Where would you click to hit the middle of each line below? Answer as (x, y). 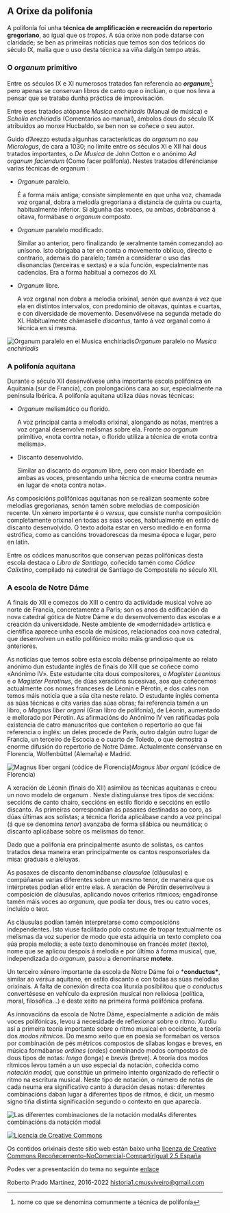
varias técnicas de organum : (48, 168)
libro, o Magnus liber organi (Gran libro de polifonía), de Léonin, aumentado (114, 710)
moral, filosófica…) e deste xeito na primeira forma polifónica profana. (105, 1001)
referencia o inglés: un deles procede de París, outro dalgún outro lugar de (112, 732)
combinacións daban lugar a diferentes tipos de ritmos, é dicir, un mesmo (111, 1095)
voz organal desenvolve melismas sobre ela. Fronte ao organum (107, 429)
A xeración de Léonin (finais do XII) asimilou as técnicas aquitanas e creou (112, 788)
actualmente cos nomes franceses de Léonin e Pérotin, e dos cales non (108, 688)
